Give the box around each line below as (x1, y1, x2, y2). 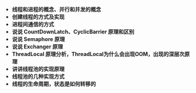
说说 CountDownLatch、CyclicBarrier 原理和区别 (11, 28, 134, 35)
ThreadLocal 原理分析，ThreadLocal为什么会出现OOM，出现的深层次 (11, 51, 185, 57)
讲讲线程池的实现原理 (11, 66, 65, 72)
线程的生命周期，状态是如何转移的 (11, 80, 96, 87)
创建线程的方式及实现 (11, 13, 65, 20)
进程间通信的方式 (11, 21, 54, 27)
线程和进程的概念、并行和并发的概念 (11, 6, 102, 13)
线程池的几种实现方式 (11, 73, 65, 80)
